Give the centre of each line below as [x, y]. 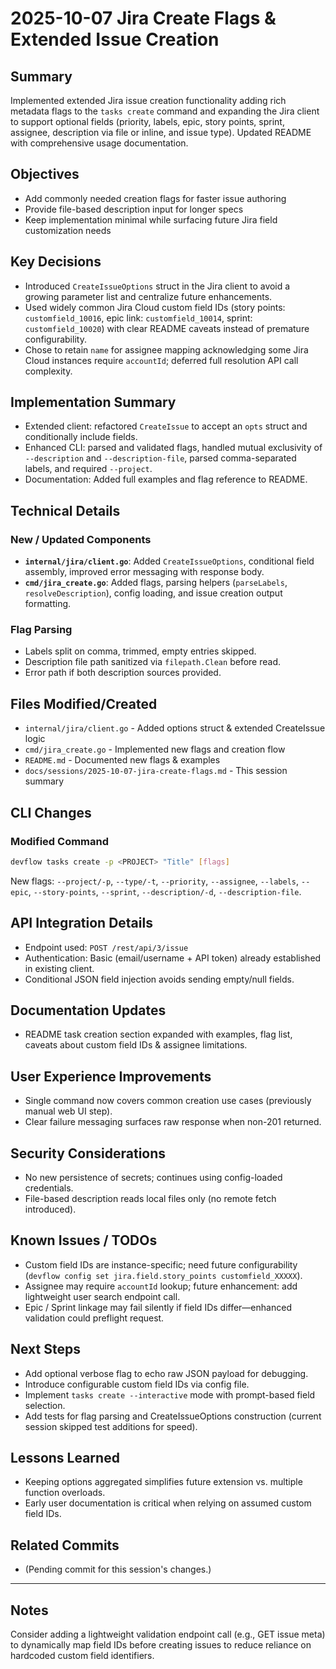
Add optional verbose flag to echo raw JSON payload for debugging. [166, 1373]
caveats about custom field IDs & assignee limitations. [136, 1045]
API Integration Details [81, 923]
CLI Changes [51, 812]
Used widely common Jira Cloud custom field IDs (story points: [155, 307]
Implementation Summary [93, 402]
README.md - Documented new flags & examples [122, 760]
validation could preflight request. [94, 1318]
